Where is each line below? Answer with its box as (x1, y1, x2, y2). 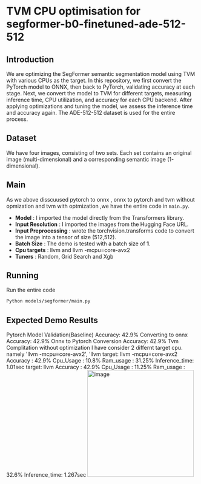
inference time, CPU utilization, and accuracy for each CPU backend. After (6, 96, 193, 103)
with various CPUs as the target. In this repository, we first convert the (6, 77, 182, 84)
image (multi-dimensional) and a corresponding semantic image (6, 155, 166, 163)
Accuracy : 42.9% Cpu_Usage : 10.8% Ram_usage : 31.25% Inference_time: (6, 357, 194, 364)
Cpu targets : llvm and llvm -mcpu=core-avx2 (15, 246, 130, 253)
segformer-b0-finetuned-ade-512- (6, 17, 186, 31)
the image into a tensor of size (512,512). (15, 233, 117, 240)
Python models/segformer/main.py (6, 298, 91, 304)
